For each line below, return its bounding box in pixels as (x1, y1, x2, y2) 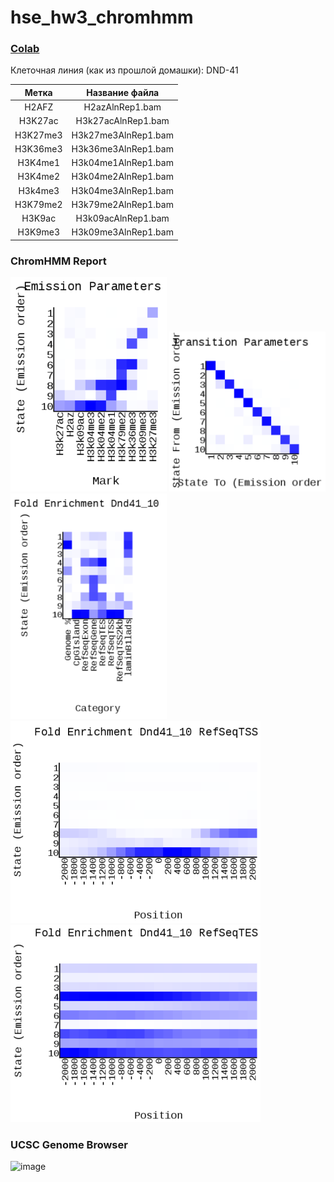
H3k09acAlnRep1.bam (75, 212, 170, 225)
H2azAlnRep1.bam (83, 101, 162, 113)
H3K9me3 (17, 226, 61, 238)
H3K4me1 (17, 157, 61, 169)
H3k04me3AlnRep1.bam (71, 184, 174, 196)
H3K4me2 (17, 171, 61, 183)
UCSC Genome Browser (10, 1137, 128, 1151)
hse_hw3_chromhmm (10, 6, 194, 29)
